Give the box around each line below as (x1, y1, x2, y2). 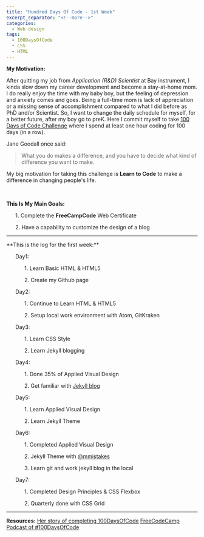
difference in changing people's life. (6, 177, 97, 184)
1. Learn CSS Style (24, 335, 71, 342)
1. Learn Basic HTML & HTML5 (24, 265, 101, 272)
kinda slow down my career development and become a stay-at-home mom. (6, 83, 197, 90)
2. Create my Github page (24, 276, 89, 283)
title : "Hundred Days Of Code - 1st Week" (6, 8, 115, 15)
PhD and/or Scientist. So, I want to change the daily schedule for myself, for (6, 109, 196, 116)
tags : (6, 32, 20, 38)
